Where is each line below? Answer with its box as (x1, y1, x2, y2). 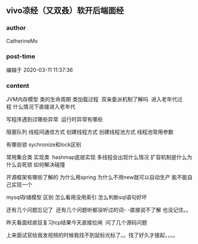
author (6, 24, 26, 32)
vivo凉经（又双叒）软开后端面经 (6, 5, 124, 16)
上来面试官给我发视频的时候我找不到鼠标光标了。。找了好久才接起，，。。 (6, 232, 178, 239)
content (6, 81, 30, 90)
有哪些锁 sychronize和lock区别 (6, 141, 81, 148)
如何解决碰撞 (33, 161, 65, 168)
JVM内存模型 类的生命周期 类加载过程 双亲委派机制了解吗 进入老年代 (6, 96, 177, 103)
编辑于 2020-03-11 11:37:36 (6, 66, 73, 73)
